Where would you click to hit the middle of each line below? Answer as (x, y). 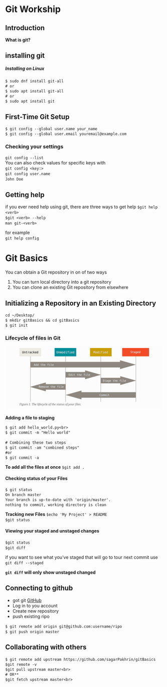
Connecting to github (39, 588)
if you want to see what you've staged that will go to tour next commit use (81, 557)
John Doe (14, 180)
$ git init (17, 325)
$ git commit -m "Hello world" (38, 433)
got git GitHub (27, 600)
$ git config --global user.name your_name (51, 129)
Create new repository (36, 611)
